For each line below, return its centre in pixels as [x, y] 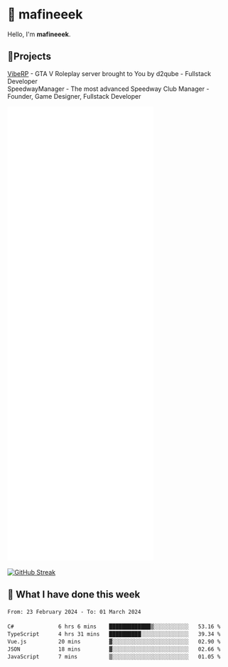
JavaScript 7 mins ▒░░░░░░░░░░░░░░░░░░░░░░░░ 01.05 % [114, 656]
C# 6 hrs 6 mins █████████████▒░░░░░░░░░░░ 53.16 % [114, 627]
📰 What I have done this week [74, 595]
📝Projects [29, 56]
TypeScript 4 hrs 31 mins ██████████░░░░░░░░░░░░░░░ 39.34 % [114, 634]
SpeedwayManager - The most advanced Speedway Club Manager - [108, 89]
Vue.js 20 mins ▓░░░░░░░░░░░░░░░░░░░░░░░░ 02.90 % [114, 642]
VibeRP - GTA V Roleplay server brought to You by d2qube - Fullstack [109, 73]
